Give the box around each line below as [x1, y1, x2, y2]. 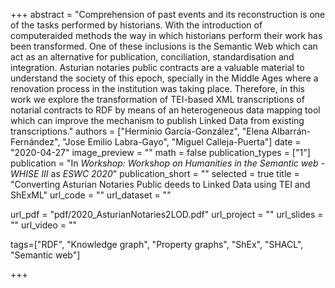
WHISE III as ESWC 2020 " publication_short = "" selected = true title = [10, 168, 300, 179]
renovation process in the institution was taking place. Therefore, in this [10, 83, 305, 94]
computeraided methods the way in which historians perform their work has [10, 30, 323, 41]
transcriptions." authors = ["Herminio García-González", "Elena [10, 125, 270, 137]
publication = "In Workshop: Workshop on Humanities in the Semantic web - [10, 157, 326, 169]
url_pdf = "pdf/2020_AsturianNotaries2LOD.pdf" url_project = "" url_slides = [10, 209, 324, 220]
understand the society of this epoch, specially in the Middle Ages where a [10, 72, 319, 84]
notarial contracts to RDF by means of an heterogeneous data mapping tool [10, 104, 321, 116]
